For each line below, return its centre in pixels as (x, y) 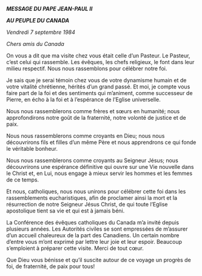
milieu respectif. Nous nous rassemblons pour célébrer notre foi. (87, 68)
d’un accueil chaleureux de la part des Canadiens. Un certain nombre (93, 235)
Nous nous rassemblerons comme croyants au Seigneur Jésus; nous (93, 160)
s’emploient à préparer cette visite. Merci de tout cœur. (75, 248)
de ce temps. (23, 180)
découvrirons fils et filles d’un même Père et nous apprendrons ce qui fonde (101, 142)
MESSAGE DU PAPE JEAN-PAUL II (49, 9)
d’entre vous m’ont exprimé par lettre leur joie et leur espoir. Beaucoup (94, 242)
